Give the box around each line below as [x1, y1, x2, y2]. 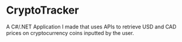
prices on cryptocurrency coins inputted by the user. [6, 29, 134, 36]
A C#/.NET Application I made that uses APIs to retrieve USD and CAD [6, 23, 177, 30]
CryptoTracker [6, 4, 79, 17]
